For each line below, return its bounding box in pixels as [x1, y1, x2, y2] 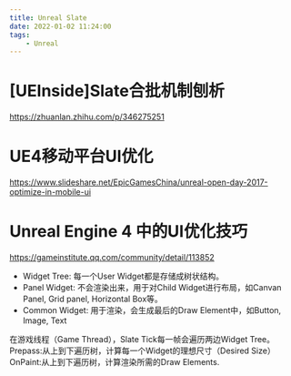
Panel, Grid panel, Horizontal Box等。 [22, 293, 164, 305]
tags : [9, 30, 30, 39]
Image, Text [22, 315, 67, 326]
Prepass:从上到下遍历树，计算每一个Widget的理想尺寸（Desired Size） [9, 345, 276, 356]
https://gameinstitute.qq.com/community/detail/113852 [9, 252, 216, 263]
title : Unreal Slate [9, 13, 88, 23]
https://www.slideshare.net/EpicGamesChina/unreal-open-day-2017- [9, 177, 268, 188]
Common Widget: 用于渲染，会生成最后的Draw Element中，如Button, [22, 305, 282, 316]
